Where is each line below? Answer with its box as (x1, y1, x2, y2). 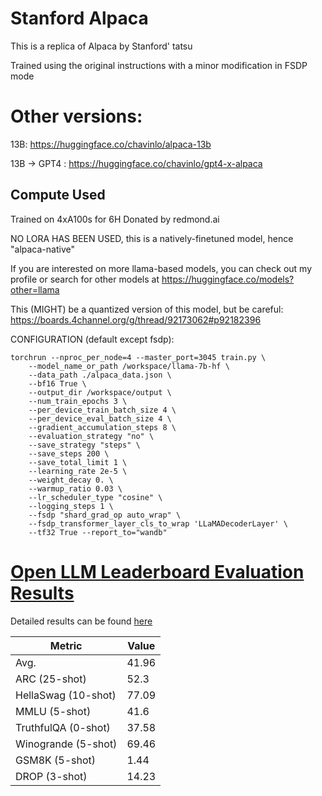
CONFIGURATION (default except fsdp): (10, 333, 175, 345)
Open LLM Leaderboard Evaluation (10, 560, 305, 583)
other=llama (10, 283, 60, 296)
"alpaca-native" (10, 243, 75, 255)
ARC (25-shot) (15, 672, 87, 686)
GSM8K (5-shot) (15, 753, 97, 767)
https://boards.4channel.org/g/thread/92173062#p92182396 (10, 313, 262, 326)
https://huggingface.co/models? (161, 273, 295, 285)
